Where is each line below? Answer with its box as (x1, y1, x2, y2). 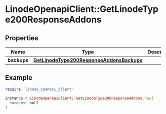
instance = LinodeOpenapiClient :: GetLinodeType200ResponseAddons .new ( (5, 96, 154, 101)
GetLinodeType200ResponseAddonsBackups (33, 57, 143, 63)
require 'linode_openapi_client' (5, 87, 74, 92)
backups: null (9, 100, 39, 105)
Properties (5, 34, 39, 42)
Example (5, 73, 33, 82)
